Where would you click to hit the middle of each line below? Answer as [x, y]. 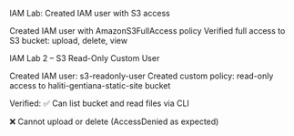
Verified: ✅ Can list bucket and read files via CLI [99, 103]
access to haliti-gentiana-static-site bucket [90, 85]
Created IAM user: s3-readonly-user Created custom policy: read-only [142, 76]
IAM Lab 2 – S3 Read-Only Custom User [85, 58]
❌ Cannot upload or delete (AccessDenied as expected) [114, 121]
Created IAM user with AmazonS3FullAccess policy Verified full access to [147, 31]
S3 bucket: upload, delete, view [69, 41]
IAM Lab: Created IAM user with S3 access [90, 13]
